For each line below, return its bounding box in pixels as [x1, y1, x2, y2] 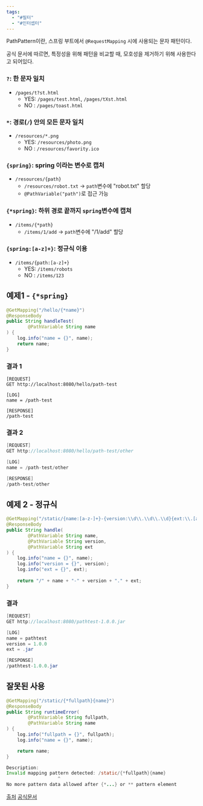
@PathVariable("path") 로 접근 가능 [24, 190, 109, 197]
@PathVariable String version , [28, 538, 107, 544]
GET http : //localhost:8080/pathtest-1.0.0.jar [6, 618, 126, 624]
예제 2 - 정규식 [6, 499, 57, 509]
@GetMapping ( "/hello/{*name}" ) [6, 307, 85, 313]
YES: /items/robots [24, 265, 73, 273]
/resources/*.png [14, 133, 59, 139]
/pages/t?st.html [14, 90, 59, 96]
